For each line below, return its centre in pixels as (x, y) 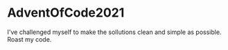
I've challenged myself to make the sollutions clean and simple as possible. (114, 32)
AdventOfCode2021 (66, 13)
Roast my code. (29, 39)
